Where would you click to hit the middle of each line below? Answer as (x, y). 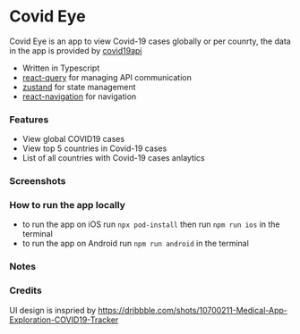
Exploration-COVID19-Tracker (64, 320)
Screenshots (38, 181)
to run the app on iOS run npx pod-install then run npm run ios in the (151, 224)
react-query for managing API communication (107, 77)
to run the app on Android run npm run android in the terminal (135, 244)
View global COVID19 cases (73, 139)
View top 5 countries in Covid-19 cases (94, 148)
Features (29, 120)
